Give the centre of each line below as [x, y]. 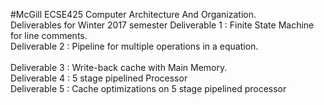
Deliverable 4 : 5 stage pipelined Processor [99, 78]
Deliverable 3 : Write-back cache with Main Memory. [119, 67]
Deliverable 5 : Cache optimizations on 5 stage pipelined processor [148, 88]
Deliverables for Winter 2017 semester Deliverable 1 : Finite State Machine [162, 25]
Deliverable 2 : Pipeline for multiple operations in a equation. [134, 46]
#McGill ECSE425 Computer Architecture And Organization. [133, 14]
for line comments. [49, 35]
